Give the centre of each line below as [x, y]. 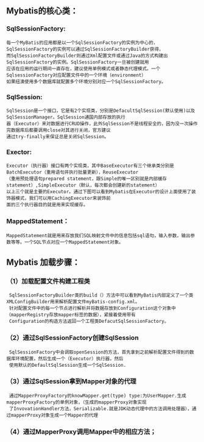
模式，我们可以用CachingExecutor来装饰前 [63, 198]
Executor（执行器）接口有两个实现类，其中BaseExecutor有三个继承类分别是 [90, 166]
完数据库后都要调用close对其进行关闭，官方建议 [58, 130]
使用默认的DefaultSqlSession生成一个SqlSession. [68, 365]
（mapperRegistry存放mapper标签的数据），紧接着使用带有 [71, 315]
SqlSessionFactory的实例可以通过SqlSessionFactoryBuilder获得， [85, 49]
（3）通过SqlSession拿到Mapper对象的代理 [72, 381]
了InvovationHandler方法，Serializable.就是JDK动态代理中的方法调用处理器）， [100, 408]
